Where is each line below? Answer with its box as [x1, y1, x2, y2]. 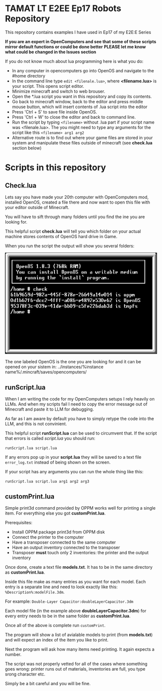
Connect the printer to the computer [12, 534, 84, 540]
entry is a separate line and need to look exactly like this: [5, 584, 118, 590]
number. [5, 651, 22, 657]
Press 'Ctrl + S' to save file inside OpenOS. [12, 109, 97, 114]
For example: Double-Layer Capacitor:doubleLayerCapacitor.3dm [5, 598, 134, 604]
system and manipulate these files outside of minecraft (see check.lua [12, 140, 153, 145]
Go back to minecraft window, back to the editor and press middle [12, 98, 143, 104]
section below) [12, 145, 42, 151]
